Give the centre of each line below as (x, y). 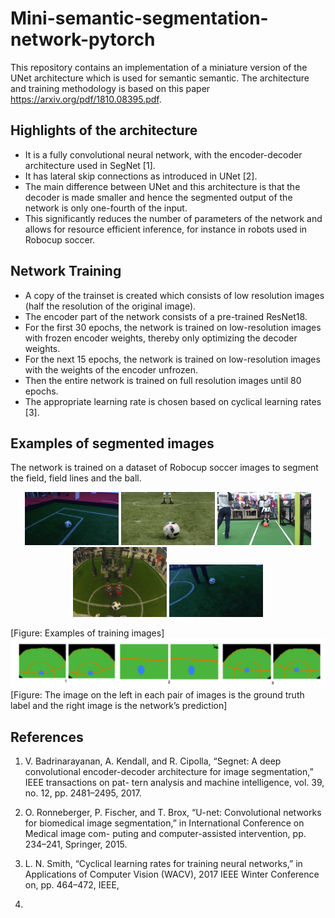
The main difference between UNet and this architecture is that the (162, 186)
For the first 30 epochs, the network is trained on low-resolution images (173, 327)
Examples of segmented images (112, 443)
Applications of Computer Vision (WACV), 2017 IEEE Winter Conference (172, 874)
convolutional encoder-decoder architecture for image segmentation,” (169, 772)
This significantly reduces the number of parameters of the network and (173, 218)
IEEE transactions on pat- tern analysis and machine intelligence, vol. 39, (174, 783)
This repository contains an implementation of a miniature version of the (159, 67)
